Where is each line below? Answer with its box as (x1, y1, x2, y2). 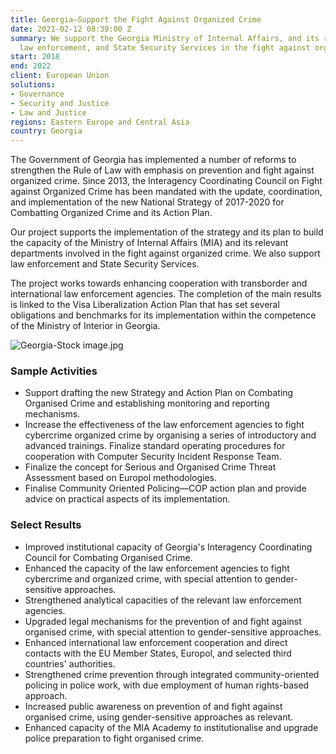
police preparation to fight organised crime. (24, 732, 205, 744)
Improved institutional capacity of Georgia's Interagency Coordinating (24, 541, 313, 553)
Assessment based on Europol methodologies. (24, 472, 218, 484)
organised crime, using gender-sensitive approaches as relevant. (24, 711, 294, 723)
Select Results (10, 518, 82, 532)
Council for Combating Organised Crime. (24, 551, 193, 563)
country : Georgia (10, 126, 83, 136)
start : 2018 (10, 52, 60, 62)
